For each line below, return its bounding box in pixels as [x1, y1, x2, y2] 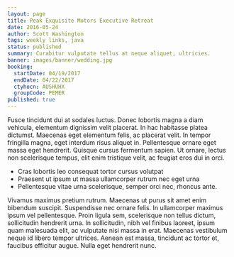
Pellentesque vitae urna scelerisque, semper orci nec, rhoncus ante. [17, 182, 218, 190]
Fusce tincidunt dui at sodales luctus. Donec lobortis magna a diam [7, 116, 204, 124]
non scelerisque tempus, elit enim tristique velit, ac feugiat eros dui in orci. [7, 153, 225, 162]
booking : [7, 63, 33, 70]
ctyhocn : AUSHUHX [13, 83, 65, 90]
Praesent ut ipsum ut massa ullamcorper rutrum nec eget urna [17, 175, 200, 183]
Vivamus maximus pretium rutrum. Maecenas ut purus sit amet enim [7, 196, 207, 204]
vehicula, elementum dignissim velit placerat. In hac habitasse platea [7, 124, 208, 131]
